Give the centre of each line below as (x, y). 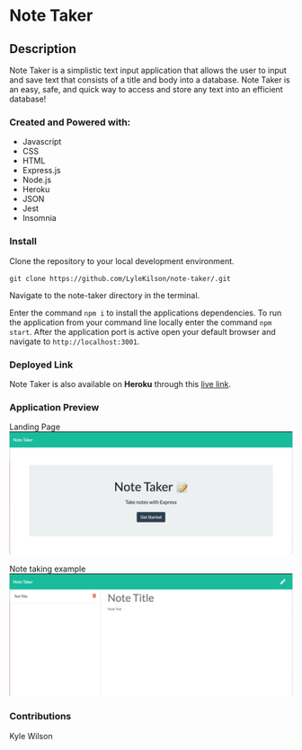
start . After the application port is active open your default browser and (142, 331)
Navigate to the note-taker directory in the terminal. (105, 295)
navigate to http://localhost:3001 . (75, 341)
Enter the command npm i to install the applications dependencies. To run (146, 313)
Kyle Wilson (31, 736)
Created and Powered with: (70, 122)
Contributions (40, 717)
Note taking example (48, 569)
